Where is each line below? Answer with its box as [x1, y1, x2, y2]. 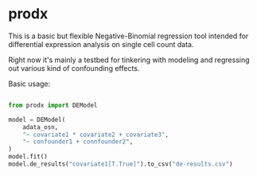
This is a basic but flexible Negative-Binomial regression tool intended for [8, 31, 249, 41]
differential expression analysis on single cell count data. [8, 39, 194, 49]
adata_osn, [22, 123, 59, 131]
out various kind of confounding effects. [8, 63, 140, 72]
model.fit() [8, 153, 48, 161]
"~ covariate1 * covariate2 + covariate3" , [22, 131, 169, 139]
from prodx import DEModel [8, 101, 98, 109]
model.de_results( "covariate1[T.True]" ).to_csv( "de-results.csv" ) [8, 160, 233, 168]
